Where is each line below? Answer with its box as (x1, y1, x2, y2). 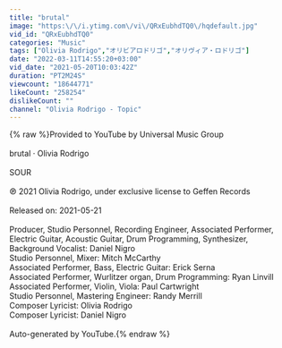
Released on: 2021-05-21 (9, 205, 102, 216)
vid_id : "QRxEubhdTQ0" (9, 30, 94, 38)
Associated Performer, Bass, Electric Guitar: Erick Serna (9, 262, 216, 273)
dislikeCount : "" (9, 96, 74, 106)
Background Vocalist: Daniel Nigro (9, 243, 136, 254)
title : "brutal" (9, 13, 70, 22)
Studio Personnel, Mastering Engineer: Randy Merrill (9, 291, 203, 301)
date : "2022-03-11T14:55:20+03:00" (9, 55, 142, 64)
